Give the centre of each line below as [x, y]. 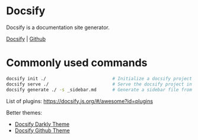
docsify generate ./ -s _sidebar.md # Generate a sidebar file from [99, 90]
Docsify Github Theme [42, 130]
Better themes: [24, 112]
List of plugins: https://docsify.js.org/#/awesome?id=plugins [79, 101]
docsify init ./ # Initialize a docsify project [99, 78]
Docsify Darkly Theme [42, 124]
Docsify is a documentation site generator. [58, 27]
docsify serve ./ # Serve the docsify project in [99, 84]
